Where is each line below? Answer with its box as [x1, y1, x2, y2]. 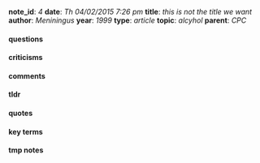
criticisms [8, 53, 43, 62]
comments [8, 71, 46, 80]
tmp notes [8, 145, 44, 155]
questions [8, 34, 43, 44]
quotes [8, 108, 33, 118]
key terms [8, 127, 43, 136]
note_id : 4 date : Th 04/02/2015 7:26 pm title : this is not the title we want [8, 7, 253, 16]
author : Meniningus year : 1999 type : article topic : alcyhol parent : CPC [8, 15, 247, 25]
